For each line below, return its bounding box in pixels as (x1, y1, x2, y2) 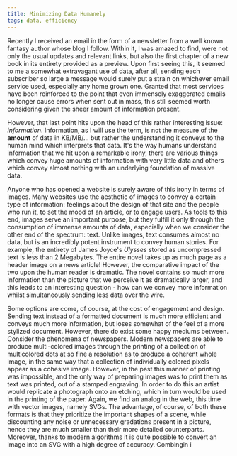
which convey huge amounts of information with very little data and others (7, 156, 224, 164)
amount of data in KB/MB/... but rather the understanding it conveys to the (7, 133, 224, 142)
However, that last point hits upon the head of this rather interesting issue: (7, 118, 223, 126)
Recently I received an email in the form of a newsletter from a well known (7, 36, 224, 45)
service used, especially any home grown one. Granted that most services (7, 82, 224, 90)
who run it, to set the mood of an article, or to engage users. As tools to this (7, 207, 228, 216)
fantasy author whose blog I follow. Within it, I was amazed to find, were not (7, 44, 229, 53)
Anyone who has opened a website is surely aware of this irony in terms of (7, 185, 225, 193)
